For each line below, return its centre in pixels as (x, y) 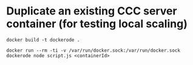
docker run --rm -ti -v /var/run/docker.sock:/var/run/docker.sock (93, 50)
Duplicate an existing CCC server (92, 11)
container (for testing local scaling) (97, 24)
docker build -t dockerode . (43, 40)
